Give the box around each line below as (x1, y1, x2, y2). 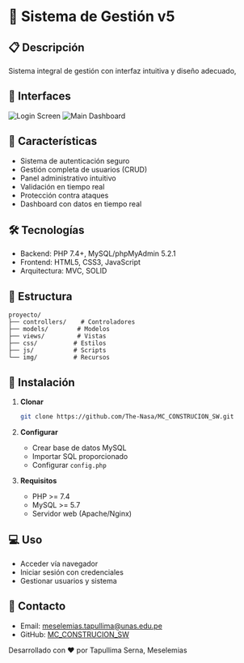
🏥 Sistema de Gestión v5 (8, 7, 175, 26)
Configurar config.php (32, 460, 107, 470)
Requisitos (19, 475, 57, 485)
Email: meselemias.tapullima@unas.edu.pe (19, 621, 163, 631)
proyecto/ (8, 311, 42, 319)
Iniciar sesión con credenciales (19, 567, 124, 577)
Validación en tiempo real (19, 181, 105, 191)
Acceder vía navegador (19, 559, 99, 568)
